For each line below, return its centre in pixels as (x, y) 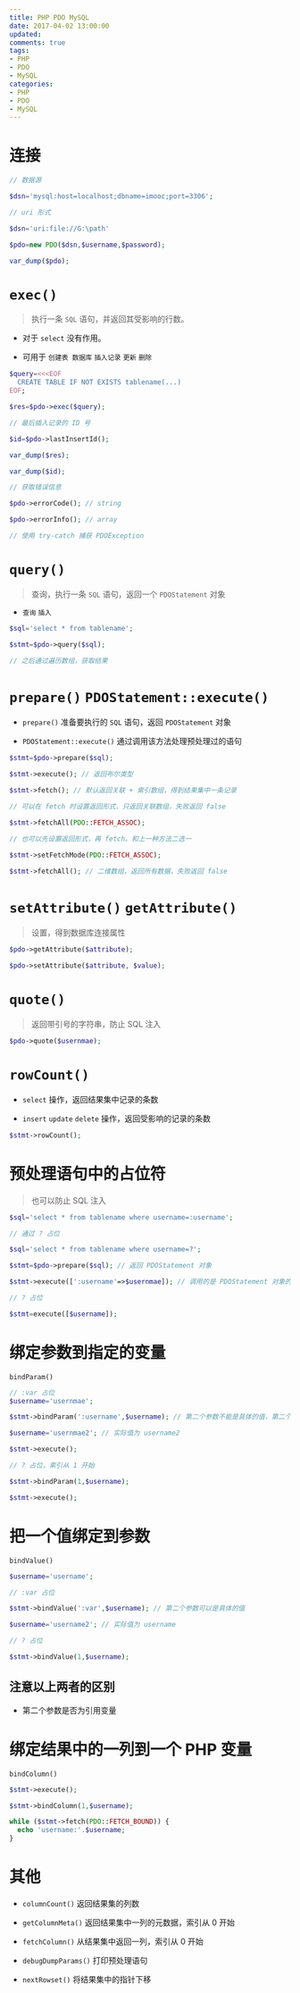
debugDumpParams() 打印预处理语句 (85, 1960)
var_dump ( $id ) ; (37, 471)
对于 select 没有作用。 (64, 338)
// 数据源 (25, 180)
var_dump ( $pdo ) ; (39, 261)
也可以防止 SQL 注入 (69, 1200)
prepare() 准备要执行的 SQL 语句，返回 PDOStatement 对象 (127, 722)
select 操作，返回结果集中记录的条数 (90, 1099)
